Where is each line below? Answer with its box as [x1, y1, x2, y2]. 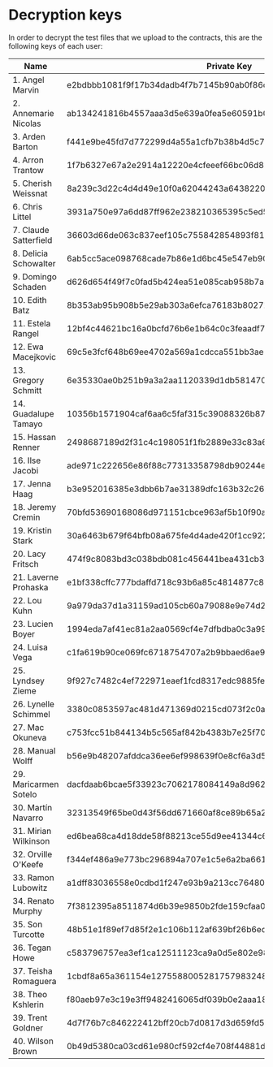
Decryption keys [8, 6, 123, 24]
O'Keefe [12, 858, 44, 870]
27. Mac [12, 721, 45, 732]
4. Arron [12, 154, 45, 166]
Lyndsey [12, 675, 45, 686]
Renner [12, 441, 41, 452]
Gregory [12, 374, 45, 386]
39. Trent [12, 1012, 48, 1023]
